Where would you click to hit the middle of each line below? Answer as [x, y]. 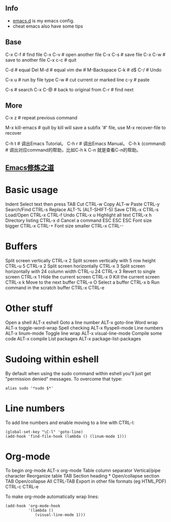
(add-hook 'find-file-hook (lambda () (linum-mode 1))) [66, 436]
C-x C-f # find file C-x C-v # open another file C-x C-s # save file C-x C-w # [86, 54]
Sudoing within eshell [52, 359]
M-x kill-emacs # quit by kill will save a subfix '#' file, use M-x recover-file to [86, 128]
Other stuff [29, 308]
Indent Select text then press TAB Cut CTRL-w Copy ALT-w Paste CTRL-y [82, 204]
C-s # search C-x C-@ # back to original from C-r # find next [69, 89]
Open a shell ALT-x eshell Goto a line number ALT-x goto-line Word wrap [82, 322]
